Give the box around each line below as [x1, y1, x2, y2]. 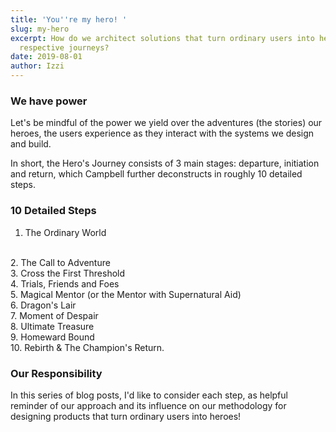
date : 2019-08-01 [10, 52, 83, 62]
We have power [10, 94, 88, 108]
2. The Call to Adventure [10, 256, 111, 268]
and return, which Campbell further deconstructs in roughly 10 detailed [10, 168, 303, 180]
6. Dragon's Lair [10, 299, 77, 311]
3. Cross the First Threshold [10, 267, 126, 279]
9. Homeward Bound [10, 331, 95, 343]
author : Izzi [10, 61, 65, 71]
